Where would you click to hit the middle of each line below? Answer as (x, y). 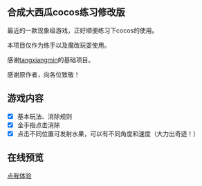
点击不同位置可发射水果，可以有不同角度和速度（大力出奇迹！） (108, 133)
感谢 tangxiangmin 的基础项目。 (51, 59)
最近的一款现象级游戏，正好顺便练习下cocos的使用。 (83, 30)
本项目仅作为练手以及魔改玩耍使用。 (59, 45)
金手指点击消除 (38, 125)
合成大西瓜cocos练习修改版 (66, 12)
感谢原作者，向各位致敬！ (44, 74)
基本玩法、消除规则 (45, 116)
